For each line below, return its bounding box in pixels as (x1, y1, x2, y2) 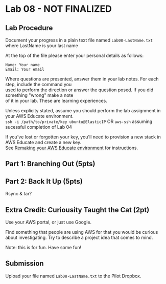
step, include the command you (5, 82, 72, 87)
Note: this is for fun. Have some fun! (5, 245, 82, 251)
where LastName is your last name (5, 43, 78, 49)
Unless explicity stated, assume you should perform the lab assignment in (5, 108, 161, 113)
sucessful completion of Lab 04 (5, 124, 73, 130)
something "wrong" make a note (5, 92, 74, 98)
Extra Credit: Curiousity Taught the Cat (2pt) (5, 206, 150, 214)
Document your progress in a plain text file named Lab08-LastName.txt (5, 37, 153, 43)
